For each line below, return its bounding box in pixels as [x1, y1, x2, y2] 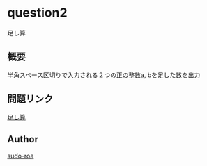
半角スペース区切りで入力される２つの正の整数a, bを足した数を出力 [7, 71, 201, 79]
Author [7, 133, 38, 145]
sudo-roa [7, 151, 34, 160]
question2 [7, 5, 68, 21]
